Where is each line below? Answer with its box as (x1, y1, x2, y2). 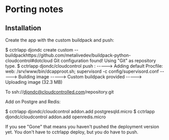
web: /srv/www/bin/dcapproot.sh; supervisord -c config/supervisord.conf (5, 68, 159, 74)
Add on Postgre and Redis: (5, 99, 61, 105)
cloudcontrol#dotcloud (5, 58, 53, 64)
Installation (5, 24, 41, 32)
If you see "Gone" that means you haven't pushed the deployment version (5, 124, 159, 129)
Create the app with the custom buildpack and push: (5, 37, 115, 43)
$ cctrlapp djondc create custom (5, 47, 73, 53)
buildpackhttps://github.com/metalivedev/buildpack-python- (5, 52, 131, 58)
